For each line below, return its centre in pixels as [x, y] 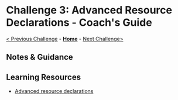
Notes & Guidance [40, 57]
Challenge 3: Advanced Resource [89, 10]
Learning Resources [43, 77]
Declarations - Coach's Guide [79, 23]
